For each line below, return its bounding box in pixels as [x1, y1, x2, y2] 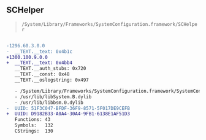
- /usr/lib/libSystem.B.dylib [14, 93, 92, 100]
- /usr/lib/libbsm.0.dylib [14, 99, 84, 106]
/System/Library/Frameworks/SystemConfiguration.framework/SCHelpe [21, 21, 197, 27]
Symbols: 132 [14, 122, 53, 128]
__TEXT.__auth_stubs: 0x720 [14, 66, 86, 72]
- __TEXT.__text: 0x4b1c [6, 49, 72, 55]
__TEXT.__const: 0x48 [14, 71, 70, 77]
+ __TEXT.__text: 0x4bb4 [6, 60, 72, 66]
